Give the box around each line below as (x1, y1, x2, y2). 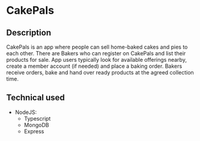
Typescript (23, 115, 51, 122)
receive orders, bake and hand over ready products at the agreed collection (6, 69, 194, 76)
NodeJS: (14, 109, 37, 116)
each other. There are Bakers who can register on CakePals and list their (6, 50, 186, 57)
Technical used (6, 92, 65, 103)
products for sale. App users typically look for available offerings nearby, (6, 56, 187, 63)
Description (6, 28, 51, 38)
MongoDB (23, 121, 49, 128)
